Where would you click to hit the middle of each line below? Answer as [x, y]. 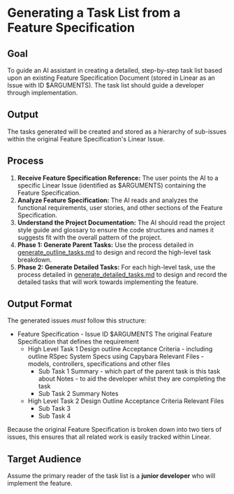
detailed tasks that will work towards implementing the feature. [108, 282]
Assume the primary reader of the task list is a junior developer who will [111, 476]
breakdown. [35, 260]
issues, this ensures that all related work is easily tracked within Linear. [109, 437]
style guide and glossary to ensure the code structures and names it [116, 230]
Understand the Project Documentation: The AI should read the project [121, 223]
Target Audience [44, 459]
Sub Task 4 [54, 416]
